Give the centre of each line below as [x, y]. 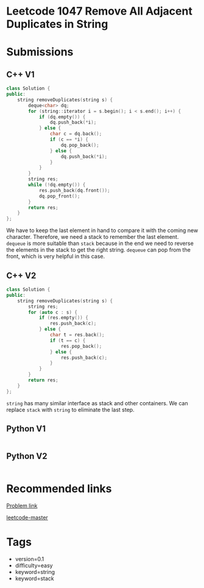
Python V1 [26, 429]
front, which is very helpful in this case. [56, 257]
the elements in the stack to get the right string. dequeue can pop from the [98, 250]
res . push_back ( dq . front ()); [75, 190]
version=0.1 [30, 559]
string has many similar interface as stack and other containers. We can [97, 403]
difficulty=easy [34, 565]
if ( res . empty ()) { [63, 318]
